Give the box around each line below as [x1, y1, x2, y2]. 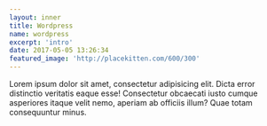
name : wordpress [9, 29, 69, 38]
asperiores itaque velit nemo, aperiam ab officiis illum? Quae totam [9, 98, 253, 107]
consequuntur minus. [9, 107, 87, 117]
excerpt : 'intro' [9, 37, 74, 47]
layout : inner [9, 12, 62, 22]
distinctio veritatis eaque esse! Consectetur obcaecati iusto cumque [9, 88, 258, 98]
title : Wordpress [9, 21, 74, 30]
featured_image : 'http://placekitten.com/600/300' [9, 54, 200, 63]
